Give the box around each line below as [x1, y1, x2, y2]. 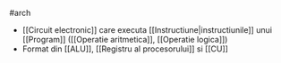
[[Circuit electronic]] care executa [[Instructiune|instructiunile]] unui [21, 25, 273, 35]
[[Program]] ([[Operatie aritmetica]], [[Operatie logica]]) [21, 35, 228, 44]
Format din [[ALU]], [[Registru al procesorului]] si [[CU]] [21, 43, 228, 54]
